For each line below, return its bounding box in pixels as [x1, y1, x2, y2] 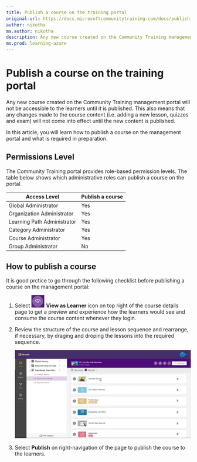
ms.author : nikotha [6, 28, 54, 34]
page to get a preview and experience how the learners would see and [14, 308, 186, 315]
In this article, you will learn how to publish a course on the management [6, 128, 181, 135]
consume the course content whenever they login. [14, 315, 137, 322]
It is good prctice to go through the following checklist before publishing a [6, 277, 185, 284]
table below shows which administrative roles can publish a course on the [6, 174, 185, 181]
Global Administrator [8, 202, 59, 209]
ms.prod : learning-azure [6, 41, 67, 46]
